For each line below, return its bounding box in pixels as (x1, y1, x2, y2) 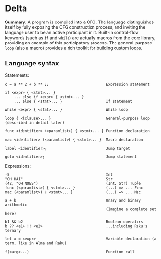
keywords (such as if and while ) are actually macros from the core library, (5, 35, 156, 41)
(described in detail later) (5, 120, 65, 125)
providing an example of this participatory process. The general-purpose (5, 40, 153, 45)
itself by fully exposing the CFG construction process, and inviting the (5, 24, 146, 30)
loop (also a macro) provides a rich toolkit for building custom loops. (5, 45, 143, 51)
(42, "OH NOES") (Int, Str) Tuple (5, 181, 141, 186)
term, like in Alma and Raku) (5, 240, 67, 246)
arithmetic (5, 202, 27, 207)
